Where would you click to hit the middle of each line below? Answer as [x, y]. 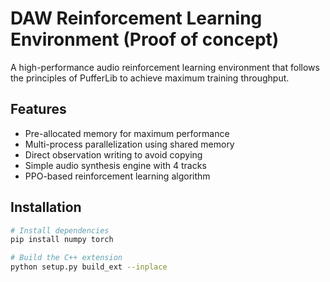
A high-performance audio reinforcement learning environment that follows [165, 67]
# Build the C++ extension [66, 258]
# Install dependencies [60, 230]
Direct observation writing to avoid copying [113, 154]
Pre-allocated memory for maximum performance [127, 133]
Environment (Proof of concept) [145, 39]
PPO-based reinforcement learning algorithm [117, 176]
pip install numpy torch [62, 240]
